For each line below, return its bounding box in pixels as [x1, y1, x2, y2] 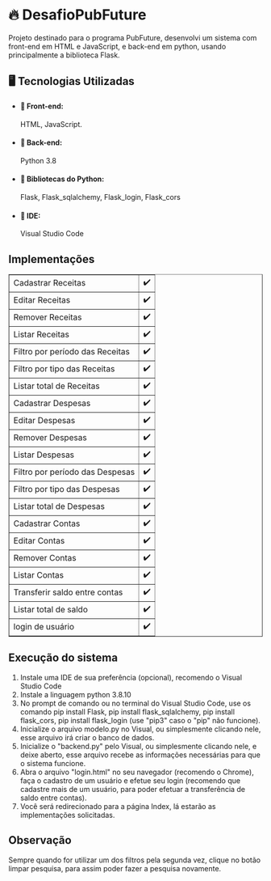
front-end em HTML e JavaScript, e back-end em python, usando [8, 41, 227, 51]
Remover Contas [13, 553, 77, 564]
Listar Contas [13, 570, 65, 581]
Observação [8, 833, 72, 847]
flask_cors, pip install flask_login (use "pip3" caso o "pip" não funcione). [19, 715, 261, 725]
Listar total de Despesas [13, 501, 105, 512]
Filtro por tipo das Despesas [13, 484, 120, 495]
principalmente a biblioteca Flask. [8, 50, 120, 60]
